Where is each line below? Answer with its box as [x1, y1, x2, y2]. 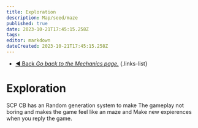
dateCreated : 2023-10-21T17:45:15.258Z [6, 43, 109, 50]
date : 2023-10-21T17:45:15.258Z [6, 26, 89, 32]
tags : [6, 32, 20, 38]
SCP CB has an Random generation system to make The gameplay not [6, 102, 184, 109]
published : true [6, 20, 48, 26]
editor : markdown [6, 37, 51, 43]
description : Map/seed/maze [6, 15, 78, 21]
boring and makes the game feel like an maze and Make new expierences [6, 108, 192, 115]
